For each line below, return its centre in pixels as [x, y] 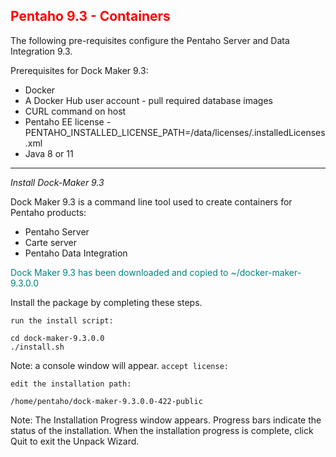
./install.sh [37, 347]
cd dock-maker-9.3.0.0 [57, 338]
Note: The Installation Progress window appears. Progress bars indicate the [166, 420]
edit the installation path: [71, 384]
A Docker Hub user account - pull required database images [148, 100]
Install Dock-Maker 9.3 [57, 182]
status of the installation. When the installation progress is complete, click [162, 430]
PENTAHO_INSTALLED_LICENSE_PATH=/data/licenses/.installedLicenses [175, 132]
